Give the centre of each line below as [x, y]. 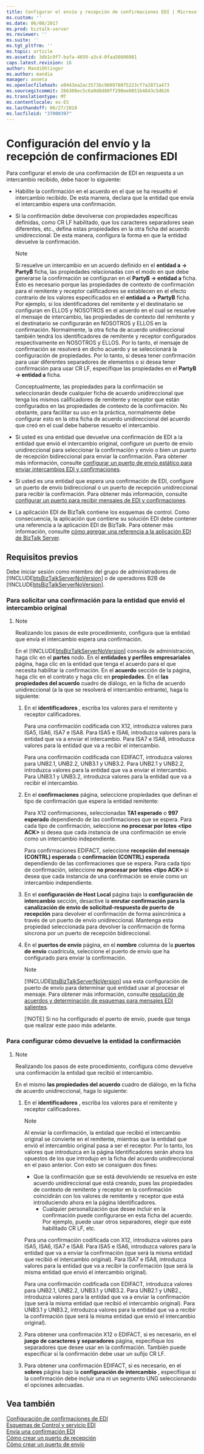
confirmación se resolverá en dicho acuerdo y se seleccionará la [96, 349]
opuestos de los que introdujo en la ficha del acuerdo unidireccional [109, 1158]
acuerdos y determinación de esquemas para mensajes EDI [99, 1001]
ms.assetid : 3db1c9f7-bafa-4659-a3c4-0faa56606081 [72, 57]
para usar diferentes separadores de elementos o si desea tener [95, 362]
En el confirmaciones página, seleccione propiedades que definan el [111, 795]
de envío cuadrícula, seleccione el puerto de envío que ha [97, 952]
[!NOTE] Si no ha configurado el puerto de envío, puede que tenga [107, 1019]
